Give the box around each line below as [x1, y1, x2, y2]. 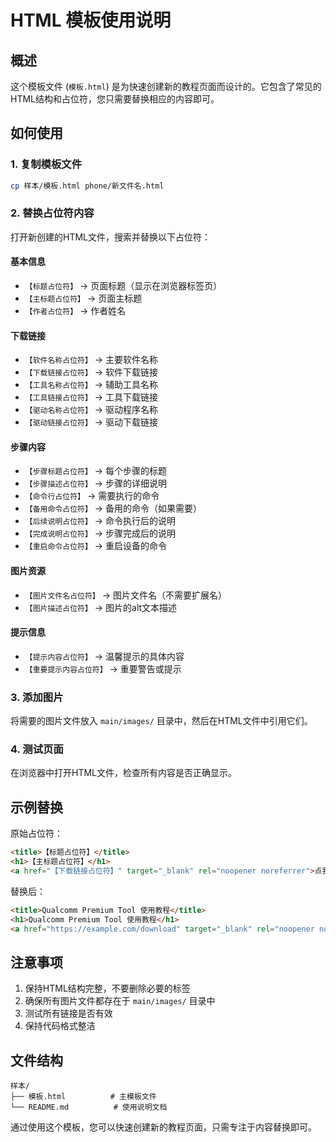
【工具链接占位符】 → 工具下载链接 [24, 391, 159, 403]
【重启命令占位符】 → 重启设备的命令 [24, 540, 168, 552]
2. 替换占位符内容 [10, 206, 95, 220]
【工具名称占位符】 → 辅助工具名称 [24, 379, 159, 391]
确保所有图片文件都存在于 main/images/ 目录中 [24, 995, 216, 1007]
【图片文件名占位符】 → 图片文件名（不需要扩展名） [24, 589, 227, 601]
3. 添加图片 [10, 690, 64, 704]
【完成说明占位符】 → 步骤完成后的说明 [24, 527, 177, 540]
